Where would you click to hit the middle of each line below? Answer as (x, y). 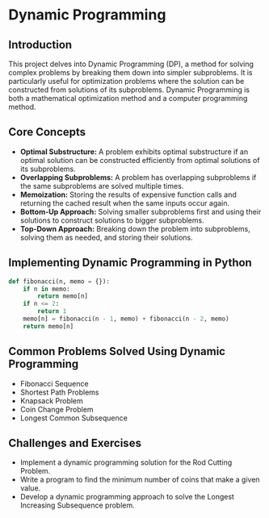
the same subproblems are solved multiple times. (102, 186)
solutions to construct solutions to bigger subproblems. (112, 220)
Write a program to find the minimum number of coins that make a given (140, 480)
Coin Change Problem (57, 409)
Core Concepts (47, 132)
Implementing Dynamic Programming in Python (130, 263)
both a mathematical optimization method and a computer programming (128, 98)
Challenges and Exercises (75, 443)
